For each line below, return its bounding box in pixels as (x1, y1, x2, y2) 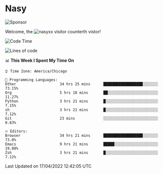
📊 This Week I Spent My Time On (5, 57, 74, 63)
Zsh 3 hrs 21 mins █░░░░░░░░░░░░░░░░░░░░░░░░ (5, 150, 159, 155)
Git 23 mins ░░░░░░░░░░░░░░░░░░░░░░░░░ (5, 116, 159, 121)
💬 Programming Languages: (5, 77, 58, 82)
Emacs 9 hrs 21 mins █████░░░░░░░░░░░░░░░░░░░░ (5, 142, 159, 147)
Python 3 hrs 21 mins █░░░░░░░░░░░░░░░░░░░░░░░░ (5, 99, 159, 103)
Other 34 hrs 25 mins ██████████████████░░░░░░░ (5, 81, 159, 86)
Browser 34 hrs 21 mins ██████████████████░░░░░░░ (5, 133, 159, 138)
